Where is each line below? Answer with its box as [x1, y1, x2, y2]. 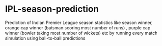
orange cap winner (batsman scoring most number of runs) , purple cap [5, 24, 151, 30]
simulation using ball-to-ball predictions [5, 35, 86, 41]
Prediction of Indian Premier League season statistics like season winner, [5, 20, 153, 25]
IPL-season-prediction [5, 3, 99, 15]
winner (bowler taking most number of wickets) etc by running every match [5, 30, 158, 36]
